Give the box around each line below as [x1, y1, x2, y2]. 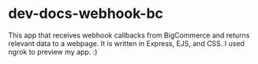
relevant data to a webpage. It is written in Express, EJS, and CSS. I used [8, 38, 245, 48]
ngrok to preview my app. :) [8, 47, 98, 56]
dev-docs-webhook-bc [8, 5, 164, 23]
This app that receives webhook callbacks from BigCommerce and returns [8, 30, 250, 40]
